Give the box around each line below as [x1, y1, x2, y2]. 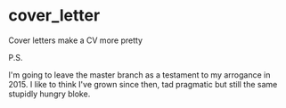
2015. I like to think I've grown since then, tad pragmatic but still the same [8, 79, 278, 89]
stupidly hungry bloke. [8, 88, 91, 99]
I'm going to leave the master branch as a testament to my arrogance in [8, 69, 271, 80]
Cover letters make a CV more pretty [8, 35, 143, 46]
